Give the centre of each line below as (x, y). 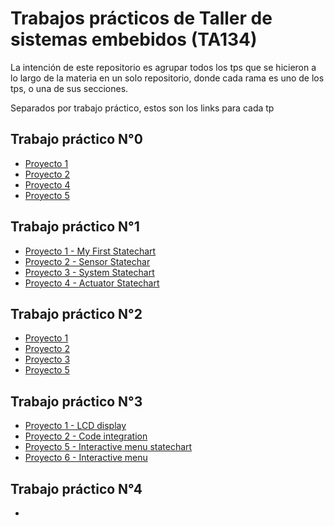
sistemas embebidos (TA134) (134, 39)
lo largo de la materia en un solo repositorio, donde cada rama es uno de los (167, 78)
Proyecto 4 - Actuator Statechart (92, 283)
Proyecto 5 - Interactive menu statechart (108, 447)
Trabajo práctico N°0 (76, 139)
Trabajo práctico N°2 (76, 313)
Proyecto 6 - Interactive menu (86, 458)
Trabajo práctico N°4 (76, 488)
